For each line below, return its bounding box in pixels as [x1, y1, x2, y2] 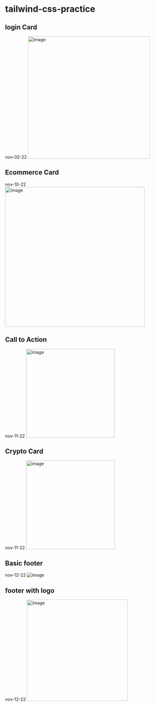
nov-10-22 [5, 181, 26, 187]
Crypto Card [5, 447, 44, 456]
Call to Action [5, 335, 47, 344]
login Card [5, 23, 38, 31]
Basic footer [5, 559, 43, 568]
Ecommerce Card [5, 168, 59, 177]
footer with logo [5, 586, 55, 595]
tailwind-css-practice [5, 3, 95, 15]
